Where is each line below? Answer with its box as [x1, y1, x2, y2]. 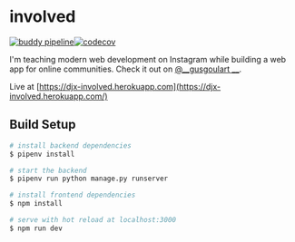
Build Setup [9, 117, 76, 132]
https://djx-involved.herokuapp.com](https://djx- [39, 81, 221, 92]
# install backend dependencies [9, 140, 132, 150]
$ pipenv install [9, 150, 75, 159]
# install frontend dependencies [9, 190, 136, 200]
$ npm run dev [9, 224, 64, 233]
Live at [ [9, 81, 40, 92]
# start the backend [9, 166, 88, 175]
